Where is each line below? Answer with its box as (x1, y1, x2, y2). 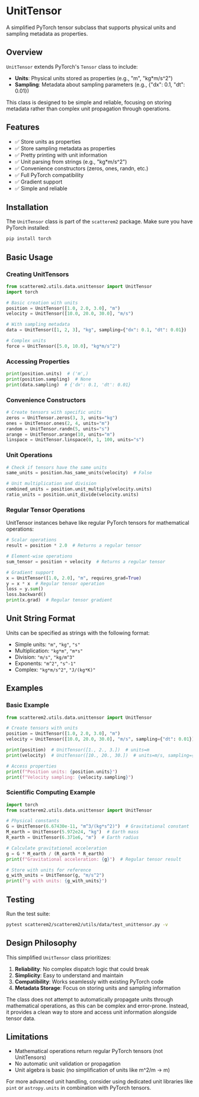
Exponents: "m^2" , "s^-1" (14, 660, 76, 667)
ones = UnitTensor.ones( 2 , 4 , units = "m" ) (6, 420, 110, 426)
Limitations (6, 1032, 49, 1042)
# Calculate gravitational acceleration (6, 845, 108, 851)
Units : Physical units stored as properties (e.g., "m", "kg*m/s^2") (14, 74, 173, 81)
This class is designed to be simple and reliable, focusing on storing (6, 99, 172, 106)
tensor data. (6, 1014, 36, 1022)
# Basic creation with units (6, 300, 78, 306)
